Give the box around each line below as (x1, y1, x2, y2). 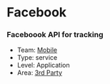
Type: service (16, 53, 58, 62)
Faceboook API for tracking (6, 30, 104, 40)
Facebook (6, 4, 67, 21)
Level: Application (16, 61, 70, 70)
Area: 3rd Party (16, 68, 62, 77)
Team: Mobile (16, 46, 58, 54)
